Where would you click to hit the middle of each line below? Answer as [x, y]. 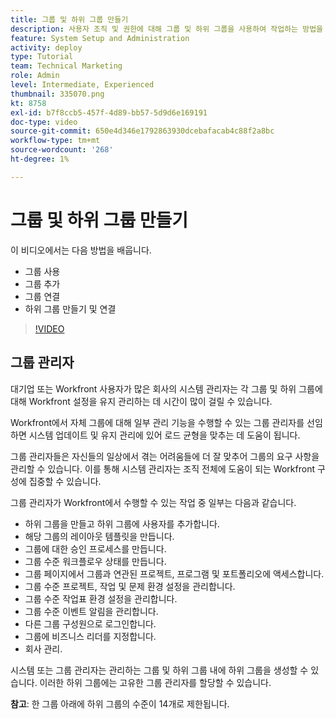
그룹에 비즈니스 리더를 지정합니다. [90, 636]
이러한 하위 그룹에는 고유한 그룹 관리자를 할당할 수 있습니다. [155, 682]
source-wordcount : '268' [62, 150]
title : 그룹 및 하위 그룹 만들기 [69, 19]
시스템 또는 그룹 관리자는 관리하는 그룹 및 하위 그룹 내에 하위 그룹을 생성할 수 [159, 670]
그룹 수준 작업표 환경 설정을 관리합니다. [101, 598]
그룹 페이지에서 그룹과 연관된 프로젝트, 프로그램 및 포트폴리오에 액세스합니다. [174, 573]
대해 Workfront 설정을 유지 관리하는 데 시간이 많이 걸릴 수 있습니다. [141, 401]
